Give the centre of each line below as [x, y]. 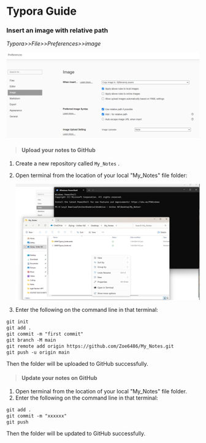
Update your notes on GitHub [59, 377]
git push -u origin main [38, 353]
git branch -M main [31, 340]
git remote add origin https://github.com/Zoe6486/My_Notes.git [90, 346]
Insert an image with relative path [57, 31]
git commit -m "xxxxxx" [37, 416]
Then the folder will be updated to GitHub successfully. [76, 434]
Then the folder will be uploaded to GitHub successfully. [77, 364]
